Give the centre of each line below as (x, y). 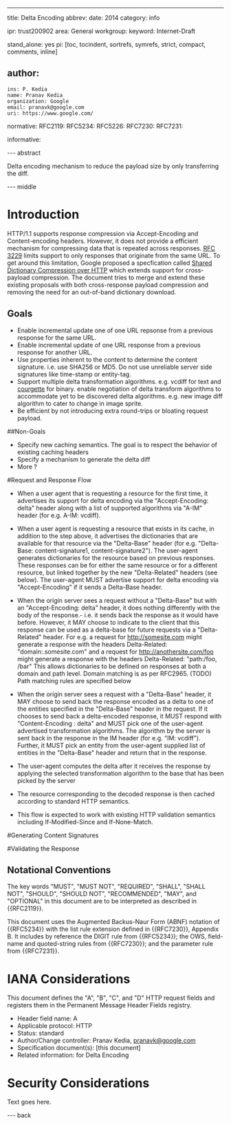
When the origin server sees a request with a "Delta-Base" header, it (114, 694)
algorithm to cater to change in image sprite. (80, 403)
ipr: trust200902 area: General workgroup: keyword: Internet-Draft (101, 31)
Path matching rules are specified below (74, 681)
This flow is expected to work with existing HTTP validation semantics (116, 814)
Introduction (43, 215)
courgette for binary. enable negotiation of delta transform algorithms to (119, 389)
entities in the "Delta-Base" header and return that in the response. (112, 752)
